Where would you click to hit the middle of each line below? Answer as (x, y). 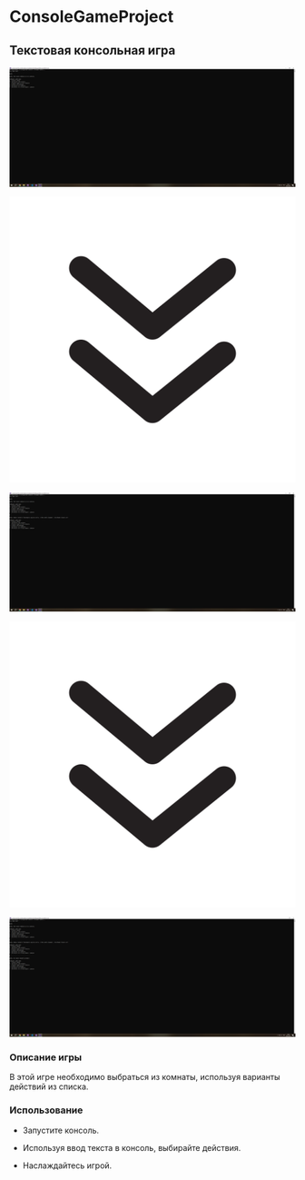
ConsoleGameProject (92, 17)
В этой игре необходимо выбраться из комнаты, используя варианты (145, 1077)
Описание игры (46, 1057)
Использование (46, 1110)
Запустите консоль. (61, 1130)
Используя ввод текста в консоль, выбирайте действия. (132, 1147)
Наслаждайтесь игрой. (67, 1165)
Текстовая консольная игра (93, 50)
